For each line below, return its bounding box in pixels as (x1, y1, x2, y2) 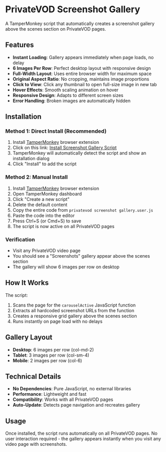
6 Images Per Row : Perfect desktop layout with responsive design (12, 65, 151, 71)
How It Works (5, 279, 49, 287)
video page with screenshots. (5, 441, 68, 447)
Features (5, 41, 34, 49)
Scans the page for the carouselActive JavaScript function (12, 302, 136, 308)
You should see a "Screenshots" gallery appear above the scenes (12, 253, 150, 259)
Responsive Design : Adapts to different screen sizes (12, 92, 123, 98)
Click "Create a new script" (12, 196, 70, 202)
